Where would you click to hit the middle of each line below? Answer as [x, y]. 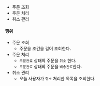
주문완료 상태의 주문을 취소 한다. [48, 61]
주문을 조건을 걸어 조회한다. [45, 49]
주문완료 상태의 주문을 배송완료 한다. [50, 67]
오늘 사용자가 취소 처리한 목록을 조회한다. [57, 79]
